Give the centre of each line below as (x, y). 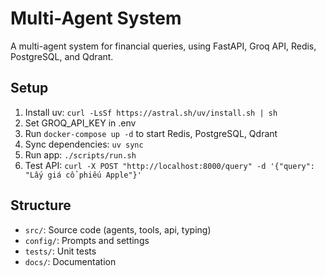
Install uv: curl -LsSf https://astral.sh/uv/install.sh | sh (151, 112)
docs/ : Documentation (70, 261)
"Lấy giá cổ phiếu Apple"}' (83, 175)
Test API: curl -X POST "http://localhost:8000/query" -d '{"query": (170, 165)
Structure (41, 205)
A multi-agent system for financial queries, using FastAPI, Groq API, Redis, (163, 46)
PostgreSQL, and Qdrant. (62, 56)
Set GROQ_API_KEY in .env (80, 123)
